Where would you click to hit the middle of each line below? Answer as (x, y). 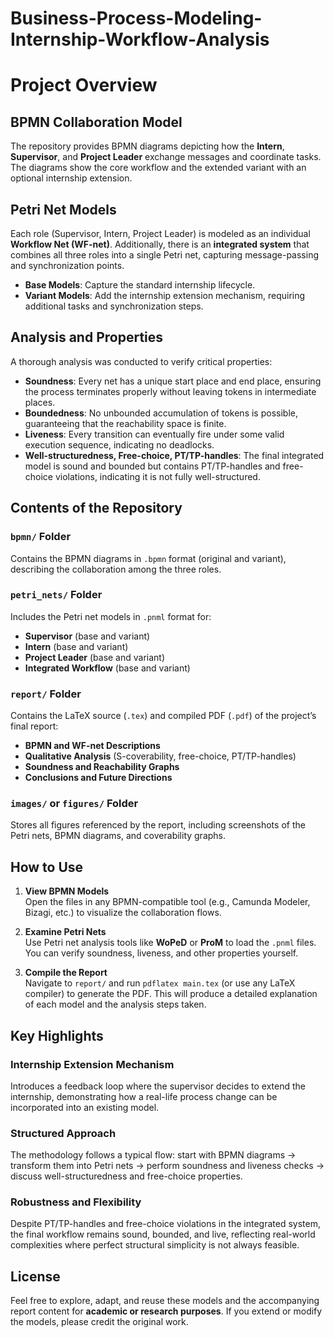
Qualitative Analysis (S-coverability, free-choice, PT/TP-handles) (160, 756)
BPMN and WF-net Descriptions (92, 746)
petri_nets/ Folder (56, 595)
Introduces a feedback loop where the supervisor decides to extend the (158, 1086)
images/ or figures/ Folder (74, 804)
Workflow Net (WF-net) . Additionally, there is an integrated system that (160, 244)
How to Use (47, 867)
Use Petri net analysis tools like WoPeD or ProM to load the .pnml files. (170, 943)
